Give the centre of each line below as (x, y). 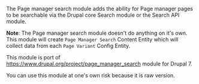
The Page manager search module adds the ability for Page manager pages (100, 9)
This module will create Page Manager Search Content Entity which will (92, 39)
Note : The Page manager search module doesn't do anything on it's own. (97, 33)
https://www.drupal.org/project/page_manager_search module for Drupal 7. (99, 64)
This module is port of (34, 57)
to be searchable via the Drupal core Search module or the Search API (93, 15)
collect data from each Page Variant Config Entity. (68, 46)
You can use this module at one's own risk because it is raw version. (91, 75)
